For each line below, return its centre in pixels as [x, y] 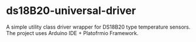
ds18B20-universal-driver [71, 11]
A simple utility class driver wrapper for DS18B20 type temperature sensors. [98, 27]
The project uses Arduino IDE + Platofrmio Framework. [72, 33]
